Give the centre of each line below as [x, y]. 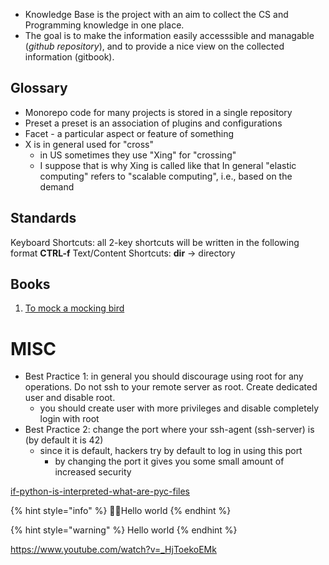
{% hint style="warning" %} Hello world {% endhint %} [124, 530]
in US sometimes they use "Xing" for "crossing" [138, 155]
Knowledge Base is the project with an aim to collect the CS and [156, 14]
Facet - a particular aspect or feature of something [129, 133]
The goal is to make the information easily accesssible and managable [169, 35]
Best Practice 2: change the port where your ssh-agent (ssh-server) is [169, 430]
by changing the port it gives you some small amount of [169, 461]
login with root [69, 419]
